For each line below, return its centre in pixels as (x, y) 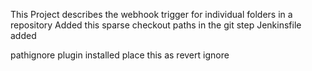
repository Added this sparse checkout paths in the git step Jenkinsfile (156, 25)
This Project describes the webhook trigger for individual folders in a (151, 14)
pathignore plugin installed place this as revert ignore (120, 55)
